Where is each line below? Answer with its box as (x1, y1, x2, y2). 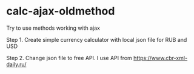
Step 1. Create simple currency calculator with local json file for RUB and (6, 36, 187, 43)
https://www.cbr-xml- (133, 54, 188, 61)
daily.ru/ (6, 61, 27, 68)
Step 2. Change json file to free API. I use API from (6, 54, 132, 61)
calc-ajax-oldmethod (6, 4, 115, 18)
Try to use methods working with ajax (6, 24, 101, 32)
